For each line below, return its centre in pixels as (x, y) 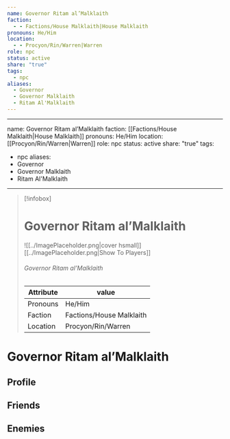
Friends (24, 405)
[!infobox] (38, 198)
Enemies (26, 429)
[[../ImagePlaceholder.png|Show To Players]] (87, 252)
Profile (22, 382)
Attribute (43, 293)
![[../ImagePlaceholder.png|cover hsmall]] (82, 245)
